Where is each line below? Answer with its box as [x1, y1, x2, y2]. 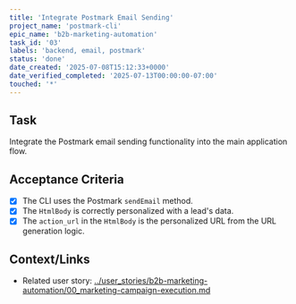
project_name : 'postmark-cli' [9, 21, 123, 30]
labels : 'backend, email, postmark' [9, 46, 146, 55]
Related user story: [21, 275, 92, 286]
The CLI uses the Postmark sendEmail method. [21, 196, 194, 207]
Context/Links [9, 251, 90, 266]
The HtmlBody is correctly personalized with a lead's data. [21, 206, 234, 216]
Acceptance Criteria [9, 172, 124, 187]
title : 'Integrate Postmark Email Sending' [9, 13, 174, 22]
